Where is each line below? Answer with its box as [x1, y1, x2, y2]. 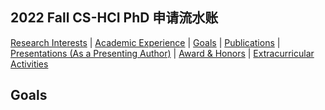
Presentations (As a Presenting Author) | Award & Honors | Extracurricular [10, 47, 315, 59]
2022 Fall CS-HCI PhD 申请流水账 [10, 9, 219, 27]
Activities [10, 58, 49, 70]
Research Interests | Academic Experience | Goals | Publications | [10, 36, 281, 48]
